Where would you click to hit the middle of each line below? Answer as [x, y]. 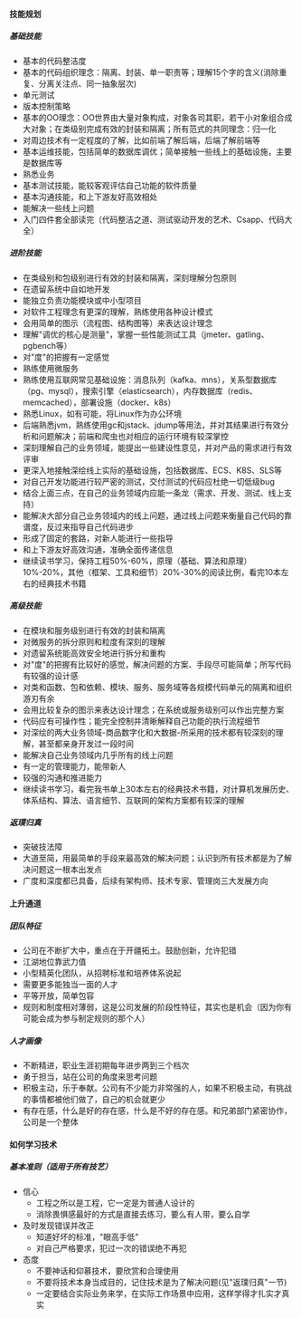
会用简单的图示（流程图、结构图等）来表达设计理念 [118, 322]
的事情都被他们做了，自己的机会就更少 [94, 1099]
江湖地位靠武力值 [54, 962]
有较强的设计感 [50, 676]
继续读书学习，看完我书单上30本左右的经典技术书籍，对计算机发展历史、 [158, 789]
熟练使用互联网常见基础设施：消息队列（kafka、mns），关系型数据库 [150, 380]
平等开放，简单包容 [58, 996]
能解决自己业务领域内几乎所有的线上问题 [98, 755]
